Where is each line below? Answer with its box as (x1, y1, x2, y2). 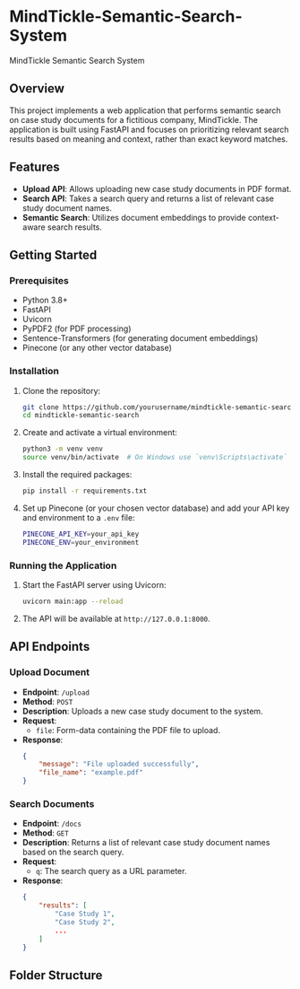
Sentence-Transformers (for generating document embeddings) (21, 333, 259, 344)
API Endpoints (9, 639, 90, 654)
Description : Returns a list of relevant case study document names (21, 837, 270, 848)
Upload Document (9, 666, 90, 678)
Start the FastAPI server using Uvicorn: (21, 579, 167, 590)
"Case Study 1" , (55, 909, 116, 919)
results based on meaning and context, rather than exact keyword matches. (9, 133, 288, 144)
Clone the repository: (21, 385, 101, 396)
